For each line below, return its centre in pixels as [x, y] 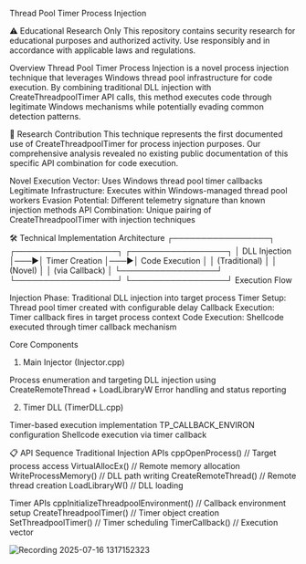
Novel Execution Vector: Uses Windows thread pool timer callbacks [136, 181]
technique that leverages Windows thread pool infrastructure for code [141, 78]
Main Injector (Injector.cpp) [74, 362]
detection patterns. [45, 116]
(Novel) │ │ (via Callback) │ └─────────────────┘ [116, 270]
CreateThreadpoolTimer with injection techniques [103, 219]
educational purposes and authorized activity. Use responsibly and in [140, 41]
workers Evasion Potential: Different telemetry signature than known [137, 200]
